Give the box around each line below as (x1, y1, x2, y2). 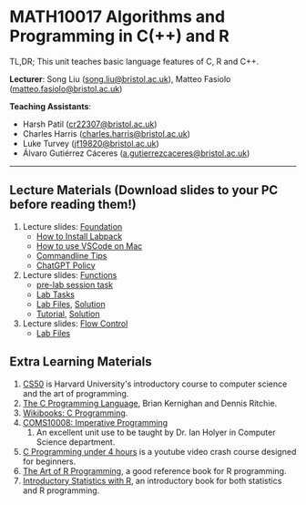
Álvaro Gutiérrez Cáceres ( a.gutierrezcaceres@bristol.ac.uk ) (22, 148, 250, 159)
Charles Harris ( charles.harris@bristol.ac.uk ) (22, 128, 191, 139)
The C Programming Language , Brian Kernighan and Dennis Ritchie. (22, 397, 278, 408)
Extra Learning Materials (9, 354, 152, 370)
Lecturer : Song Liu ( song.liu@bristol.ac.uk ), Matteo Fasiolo (9, 73, 231, 84)
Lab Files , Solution (36, 298, 107, 309)
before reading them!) (9, 197, 137, 212)
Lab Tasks (36, 289, 76, 300)
